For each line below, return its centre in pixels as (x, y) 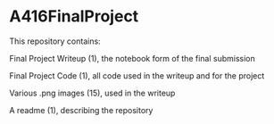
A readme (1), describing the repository (81, 110)
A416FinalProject (74, 17)
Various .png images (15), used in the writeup (92, 93)
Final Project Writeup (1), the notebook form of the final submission (133, 58)
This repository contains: (55, 41)
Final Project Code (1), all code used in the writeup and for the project (137, 75)
